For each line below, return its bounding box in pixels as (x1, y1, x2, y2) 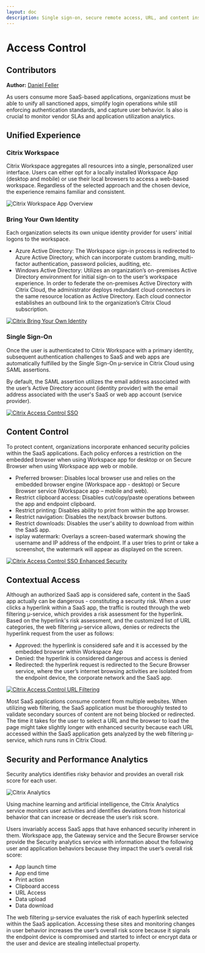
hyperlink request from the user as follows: (6, 630, 114, 637)
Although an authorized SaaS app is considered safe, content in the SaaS (6, 591, 190, 598)
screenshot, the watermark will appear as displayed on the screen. (15, 545, 183, 552)
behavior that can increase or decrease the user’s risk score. (6, 813, 159, 821)
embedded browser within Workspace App (15, 648, 123, 655)
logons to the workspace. (6, 235, 71, 243)
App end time (15, 869, 49, 877)
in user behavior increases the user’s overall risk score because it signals (6, 927, 190, 934)
